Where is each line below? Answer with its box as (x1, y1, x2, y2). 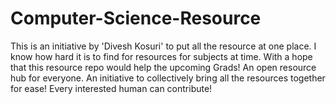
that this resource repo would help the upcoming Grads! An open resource (10, 61, 317, 73)
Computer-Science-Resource (10, 7, 262, 30)
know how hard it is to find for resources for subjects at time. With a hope (10, 50, 313, 62)
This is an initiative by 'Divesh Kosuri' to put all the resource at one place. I (10, 40, 317, 52)
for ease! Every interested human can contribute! (10, 82, 213, 94)
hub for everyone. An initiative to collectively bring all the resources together (10, 72, 326, 84)
